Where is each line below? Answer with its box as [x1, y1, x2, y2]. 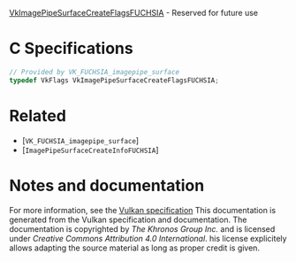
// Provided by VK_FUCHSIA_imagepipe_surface [9, 67, 179, 76]
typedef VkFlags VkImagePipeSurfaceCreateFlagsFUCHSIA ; [9, 75, 219, 85]
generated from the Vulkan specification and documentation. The [9, 214, 247, 225]
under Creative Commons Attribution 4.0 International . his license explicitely [9, 233, 287, 243]
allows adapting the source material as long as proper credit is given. [9, 243, 261, 253]
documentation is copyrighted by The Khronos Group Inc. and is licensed [9, 223, 276, 234]
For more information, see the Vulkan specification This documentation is [9, 204, 277, 215]
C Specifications [9, 39, 134, 58]
